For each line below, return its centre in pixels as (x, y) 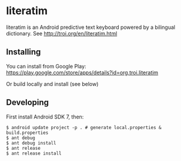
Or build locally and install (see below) (52, 84)
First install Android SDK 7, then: (45, 117)
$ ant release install (34, 153)
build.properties (27, 133)
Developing (27, 102)
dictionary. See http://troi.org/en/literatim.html (62, 33)
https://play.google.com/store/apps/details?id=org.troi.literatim (82, 73)
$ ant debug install (31, 143)
